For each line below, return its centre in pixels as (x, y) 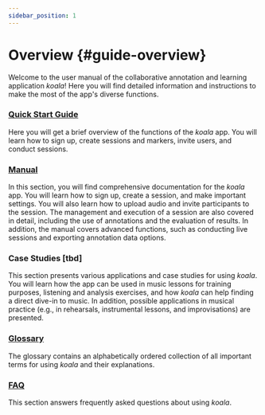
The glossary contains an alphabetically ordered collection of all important (130, 356)
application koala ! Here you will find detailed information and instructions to (132, 85)
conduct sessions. (38, 149)
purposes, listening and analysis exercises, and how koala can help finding (131, 292)
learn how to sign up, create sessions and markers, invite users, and (120, 140)
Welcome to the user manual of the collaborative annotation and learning (128, 77)
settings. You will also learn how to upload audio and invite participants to (129, 204)
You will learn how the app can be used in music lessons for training (120, 284)
